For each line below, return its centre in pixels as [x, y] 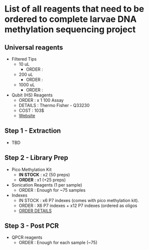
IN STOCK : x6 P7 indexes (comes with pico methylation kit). [79, 200]
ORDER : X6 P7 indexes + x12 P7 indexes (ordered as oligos [78, 205]
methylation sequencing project [70, 30]
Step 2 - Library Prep [37, 158]
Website [27, 116]
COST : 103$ [31, 110]
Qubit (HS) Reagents [32, 95]
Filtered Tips [24, 59]
